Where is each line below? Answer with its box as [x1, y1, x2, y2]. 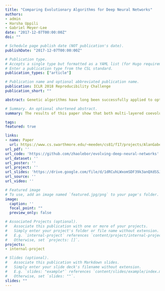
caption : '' [9, 201, 34, 206]
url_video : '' [5, 179, 34, 184]
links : [5, 133, 19, 138]
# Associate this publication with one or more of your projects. [5, 224, 148, 229]
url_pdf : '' [5, 147, 29, 152]
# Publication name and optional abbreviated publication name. [5, 79, 139, 84]
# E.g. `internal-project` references [5, 233, 89, 238]
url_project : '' [5, 165, 38, 170]
